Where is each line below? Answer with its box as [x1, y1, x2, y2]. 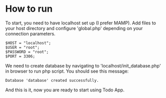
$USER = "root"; [5, 45, 40, 50]
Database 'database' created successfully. [5, 78, 99, 83]
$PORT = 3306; [5, 54, 36, 59]
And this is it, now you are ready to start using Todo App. [5, 87, 125, 93]
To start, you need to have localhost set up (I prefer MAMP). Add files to [5, 20, 156, 26]
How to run [5, 3, 53, 15]
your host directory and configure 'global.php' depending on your [5, 25, 143, 31]
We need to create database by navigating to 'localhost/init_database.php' [5, 62, 161, 69]
